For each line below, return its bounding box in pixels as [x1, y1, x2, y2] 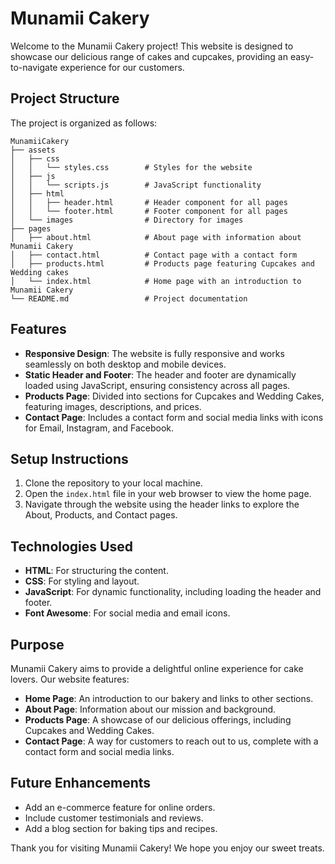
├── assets [10, 145, 56, 155]
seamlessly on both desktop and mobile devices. [24, 358, 227, 370]
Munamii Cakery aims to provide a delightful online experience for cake [10, 663, 304, 674]
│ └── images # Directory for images [10, 215, 244, 225]
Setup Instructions [10, 450, 129, 467]
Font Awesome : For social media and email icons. [24, 607, 231, 619]
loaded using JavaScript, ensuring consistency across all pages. [24, 379, 291, 391]
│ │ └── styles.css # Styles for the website [10, 162, 253, 172]
